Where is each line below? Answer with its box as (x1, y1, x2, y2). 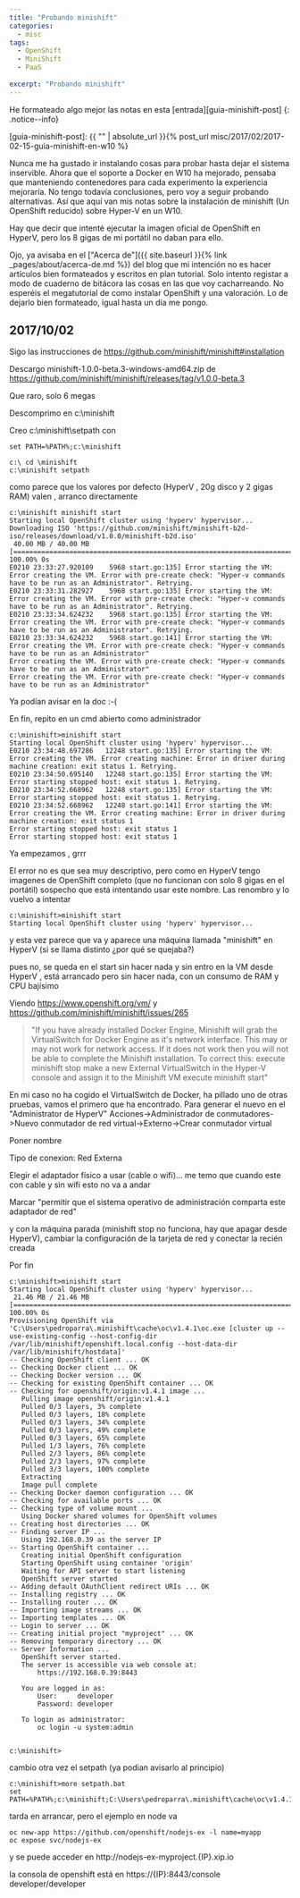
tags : (9, 38, 29, 47)
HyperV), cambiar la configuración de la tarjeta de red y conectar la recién (9, 1233, 283, 1244)
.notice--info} (9, 114, 60, 124)
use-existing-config (9, 1332, 87, 1341)
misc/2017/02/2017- (210, 131, 285, 141)
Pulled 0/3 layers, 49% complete (21, 1426, 146, 1435)
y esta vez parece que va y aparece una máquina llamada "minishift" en (9, 935, 273, 946)
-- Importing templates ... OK (9, 1614, 126, 1623)
